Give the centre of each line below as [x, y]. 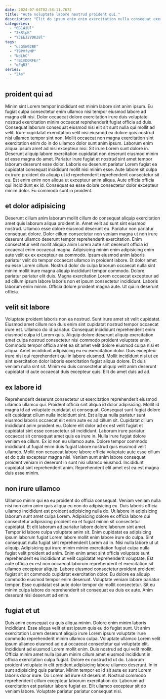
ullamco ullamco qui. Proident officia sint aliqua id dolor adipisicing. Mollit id [82, 405]
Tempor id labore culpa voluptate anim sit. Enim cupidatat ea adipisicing [78, 532]
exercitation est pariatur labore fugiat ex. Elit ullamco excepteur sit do [76, 686]
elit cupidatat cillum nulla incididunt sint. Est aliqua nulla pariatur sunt [75, 415]
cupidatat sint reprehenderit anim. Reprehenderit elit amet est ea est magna [82, 468]
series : [13, 70]
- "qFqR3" [20, 65]
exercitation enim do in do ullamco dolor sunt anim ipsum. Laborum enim [79, 143]
